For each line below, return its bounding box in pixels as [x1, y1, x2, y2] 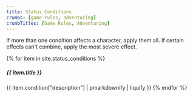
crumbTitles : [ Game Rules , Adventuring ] [6, 20, 110, 26]
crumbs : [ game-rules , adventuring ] [6, 15, 96, 21]
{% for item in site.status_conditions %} [6, 55, 106, 62]
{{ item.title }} [6, 69, 42, 76]
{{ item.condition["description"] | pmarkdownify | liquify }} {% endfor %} [6, 84, 188, 92]
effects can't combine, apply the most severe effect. [6, 43, 137, 50]
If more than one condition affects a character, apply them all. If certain [6, 37, 184, 44]
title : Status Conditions [6, 8, 72, 15]
